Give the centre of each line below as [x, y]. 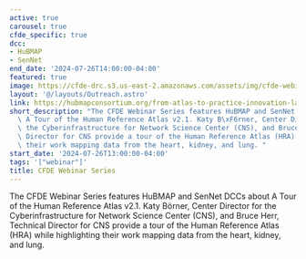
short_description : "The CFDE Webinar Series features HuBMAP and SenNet [153, 111]
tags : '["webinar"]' [49, 162]
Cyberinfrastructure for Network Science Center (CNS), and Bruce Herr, [144, 216]
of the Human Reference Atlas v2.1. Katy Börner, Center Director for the [143, 206]
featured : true [38, 78]
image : [22, 86]
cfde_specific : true [49, 35]
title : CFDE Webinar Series [63, 171]
